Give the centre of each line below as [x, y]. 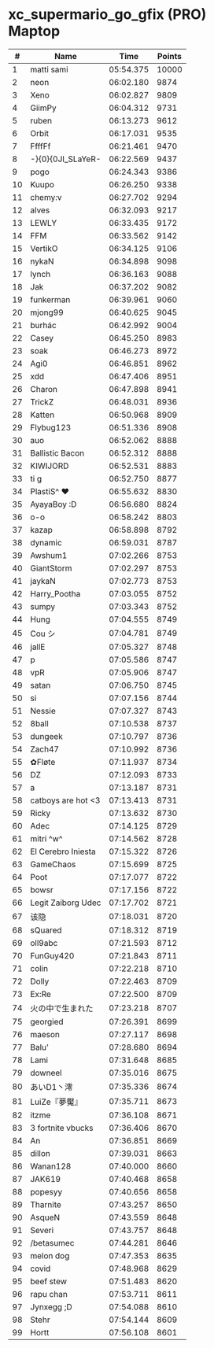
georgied [47, 1021]
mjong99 [47, 312]
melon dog [50, 1255]
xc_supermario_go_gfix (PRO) [107, 15]
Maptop [34, 31]
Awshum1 [49, 555]
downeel [46, 1073]
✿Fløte [43, 762]
